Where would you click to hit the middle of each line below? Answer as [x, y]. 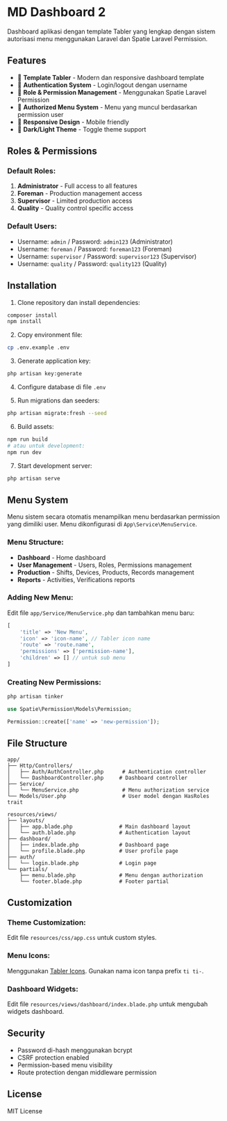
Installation [32, 286]
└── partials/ [28, 869]
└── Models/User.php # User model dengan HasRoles [108, 796]
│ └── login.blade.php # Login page [82, 863]
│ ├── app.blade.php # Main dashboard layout [99, 826]
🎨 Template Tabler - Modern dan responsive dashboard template [111, 77]
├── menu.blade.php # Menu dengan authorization [111, 875]
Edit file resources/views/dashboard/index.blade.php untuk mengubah [108, 1004]
